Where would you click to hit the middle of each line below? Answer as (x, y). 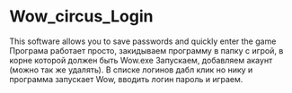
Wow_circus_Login (81, 17)
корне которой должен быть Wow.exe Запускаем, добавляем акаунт (141, 60)
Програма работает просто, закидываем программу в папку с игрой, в (146, 50)
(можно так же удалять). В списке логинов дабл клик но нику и (131, 70)
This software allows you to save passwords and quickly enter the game (143, 41)
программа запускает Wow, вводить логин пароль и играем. (126, 79)
